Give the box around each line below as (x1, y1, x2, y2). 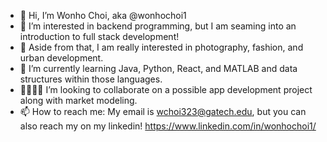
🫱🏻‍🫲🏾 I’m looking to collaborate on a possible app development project (19, 84, 313, 95)
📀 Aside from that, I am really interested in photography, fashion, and (19, 41, 304, 53)
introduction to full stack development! (19, 31, 180, 42)
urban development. (19, 52, 104, 64)
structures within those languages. (19, 73, 163, 85)
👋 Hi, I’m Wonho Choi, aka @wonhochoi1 (19, 10, 187, 21)
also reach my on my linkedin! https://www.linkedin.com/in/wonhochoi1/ (19, 120, 317, 132)
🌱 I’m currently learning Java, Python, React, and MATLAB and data (19, 63, 298, 74)
